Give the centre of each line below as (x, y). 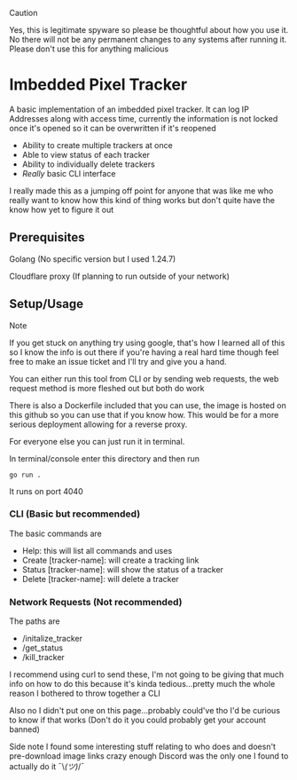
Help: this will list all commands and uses (97, 550)
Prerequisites (47, 237)
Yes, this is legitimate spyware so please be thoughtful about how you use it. (149, 30)
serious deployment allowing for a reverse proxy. (98, 424)
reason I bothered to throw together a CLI (85, 693)
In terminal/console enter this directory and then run (105, 458)
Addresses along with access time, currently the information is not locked (144, 118)
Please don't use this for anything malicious (89, 49)
